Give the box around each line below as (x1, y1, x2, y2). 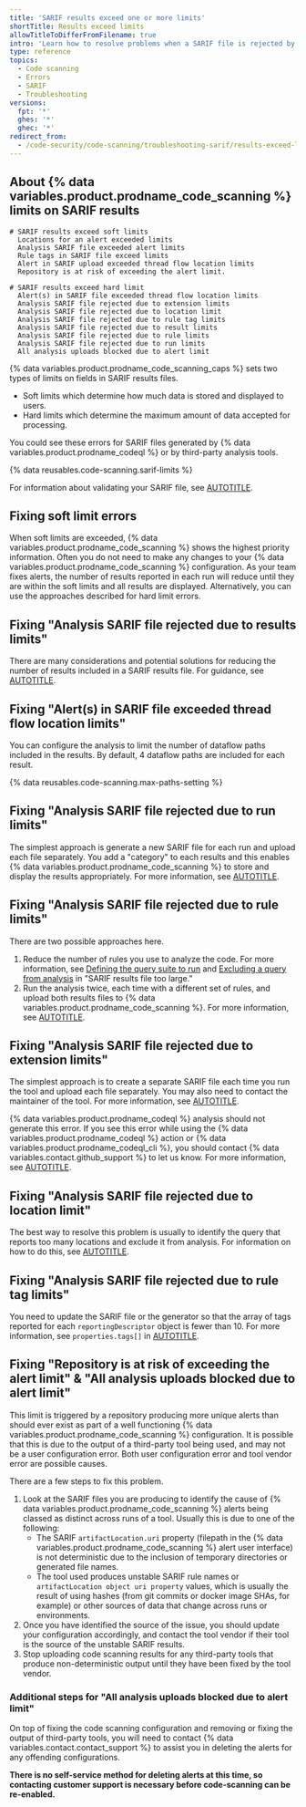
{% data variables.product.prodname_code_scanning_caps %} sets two (9, 362, 278, 374)
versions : (9, 98, 47, 108)
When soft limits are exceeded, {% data (9, 533, 158, 544)
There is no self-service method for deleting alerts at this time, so (9, 1770, 263, 1781)
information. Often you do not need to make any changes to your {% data (9, 552, 285, 563)
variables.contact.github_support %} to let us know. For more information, (9, 1152, 287, 1163)
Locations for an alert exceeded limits (17, 234, 173, 244)
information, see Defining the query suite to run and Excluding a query (22, 963, 287, 974)
